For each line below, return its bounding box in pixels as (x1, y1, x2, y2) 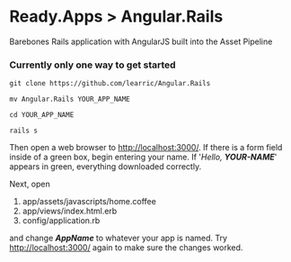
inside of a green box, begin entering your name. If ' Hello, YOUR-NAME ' (9, 151, 278, 163)
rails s (9, 126, 39, 136)
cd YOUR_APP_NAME (9, 111, 75, 120)
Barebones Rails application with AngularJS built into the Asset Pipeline (9, 36, 273, 47)
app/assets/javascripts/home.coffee (22, 196, 157, 207)
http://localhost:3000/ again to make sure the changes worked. (9, 242, 243, 253)
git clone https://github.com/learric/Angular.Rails (9, 79, 211, 88)
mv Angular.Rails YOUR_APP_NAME (9, 95, 130, 104)
